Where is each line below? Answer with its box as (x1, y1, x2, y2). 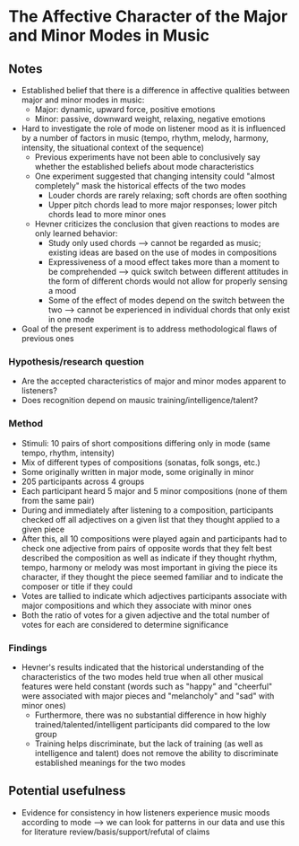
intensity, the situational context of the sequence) (21, 142, 205, 153)
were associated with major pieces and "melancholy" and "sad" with (21, 690, 275, 701)
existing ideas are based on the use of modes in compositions (47, 247, 278, 258)
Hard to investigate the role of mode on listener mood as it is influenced (21, 123, 286, 134)
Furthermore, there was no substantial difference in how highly (34, 709, 267, 720)
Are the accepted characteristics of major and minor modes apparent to (21, 375, 286, 387)
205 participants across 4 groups (21, 476, 145, 487)
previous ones (21, 333, 74, 343)
